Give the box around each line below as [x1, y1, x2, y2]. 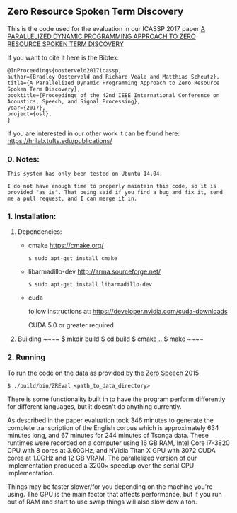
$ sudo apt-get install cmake [28, 255, 118, 262]
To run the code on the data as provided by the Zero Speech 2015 [7, 368, 200, 377]
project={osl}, [7, 110, 52, 118]
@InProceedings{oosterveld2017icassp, [7, 67, 122, 74]
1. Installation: [7, 212, 57, 222]
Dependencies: [17, 227, 62, 236]
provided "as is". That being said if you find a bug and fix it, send [7, 189, 223, 196]
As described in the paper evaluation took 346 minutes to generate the [7, 416, 214, 424]
